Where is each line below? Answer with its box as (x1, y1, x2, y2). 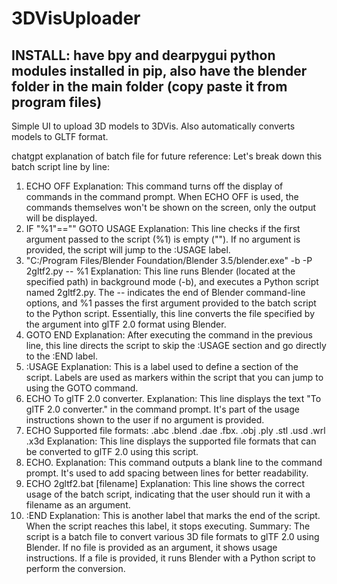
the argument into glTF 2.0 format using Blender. (25, 318, 227, 330)
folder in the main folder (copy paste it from (11, 78, 288, 95)
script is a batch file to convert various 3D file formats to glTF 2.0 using (25, 531, 320, 542)
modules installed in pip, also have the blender (11, 62, 308, 79)
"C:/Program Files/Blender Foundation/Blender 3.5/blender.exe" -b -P (25, 255, 313, 266)
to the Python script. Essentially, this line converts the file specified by (25, 308, 315, 319)
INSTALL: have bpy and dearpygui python (11, 47, 276, 64)
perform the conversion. (25, 563, 126, 574)
